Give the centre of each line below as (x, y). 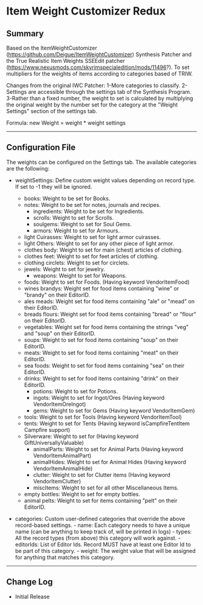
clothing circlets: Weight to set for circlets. (77, 263)
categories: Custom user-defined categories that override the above (100, 518)
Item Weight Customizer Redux (86, 11)
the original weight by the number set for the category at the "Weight (92, 105)
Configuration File (41, 147)
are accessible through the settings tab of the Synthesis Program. (110, 92)
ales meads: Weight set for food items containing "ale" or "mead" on (109, 301)
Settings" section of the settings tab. (52, 111)
